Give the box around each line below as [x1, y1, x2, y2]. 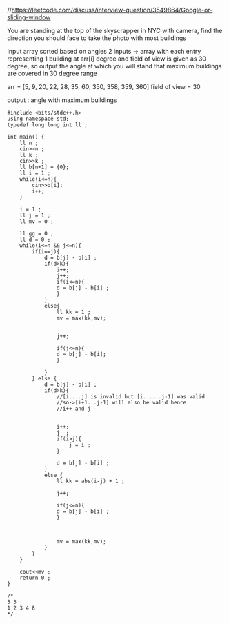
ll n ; [19, 139, 39, 146]
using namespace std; [7, 115, 70, 122]
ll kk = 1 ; [56, 309, 91, 315]
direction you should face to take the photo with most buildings [7, 34, 186, 42]
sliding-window [7, 13, 51, 21]
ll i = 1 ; [19, 170, 51, 177]
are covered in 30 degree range [7, 69, 98, 77]
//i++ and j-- [56, 405, 97, 412]
